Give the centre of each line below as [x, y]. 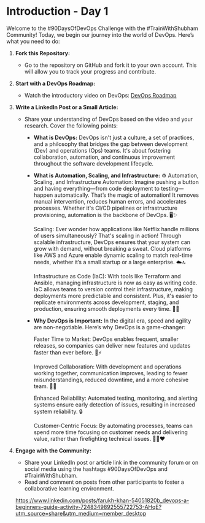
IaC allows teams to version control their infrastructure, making [113, 289]
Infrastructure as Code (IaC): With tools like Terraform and [107, 276]
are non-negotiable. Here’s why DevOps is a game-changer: [110, 327]
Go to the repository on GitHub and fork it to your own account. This [110, 65]
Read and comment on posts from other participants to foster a [104, 482]
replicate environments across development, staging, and [106, 302]
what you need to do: [33, 41]
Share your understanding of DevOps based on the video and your [109, 119]
